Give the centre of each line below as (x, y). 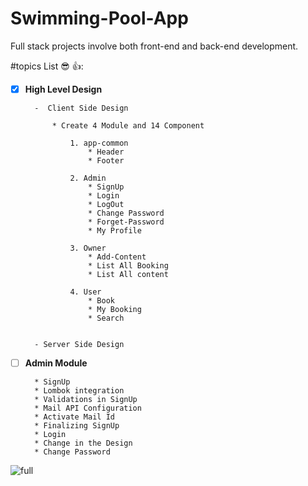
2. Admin (88, 178)
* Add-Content (117, 257)
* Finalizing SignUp (77, 426)
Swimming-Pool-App (99, 18)
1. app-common (99, 143)
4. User (85, 292)
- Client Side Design (81, 108)
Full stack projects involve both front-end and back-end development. (154, 46)
